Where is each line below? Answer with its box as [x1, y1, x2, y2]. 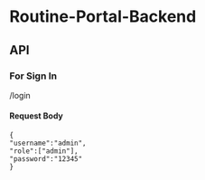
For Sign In [9, 70, 58, 82]
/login [9, 90, 32, 100]
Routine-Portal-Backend [9, 6, 197, 27]
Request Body [9, 110, 63, 121]
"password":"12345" [9, 155, 83, 164]
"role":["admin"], [9, 147, 79, 156]
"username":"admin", [9, 138, 88, 148]
